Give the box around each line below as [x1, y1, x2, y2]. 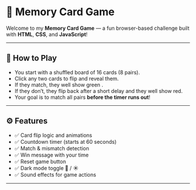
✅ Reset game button [14, 158, 66, 165]
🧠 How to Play [6, 53, 57, 63]
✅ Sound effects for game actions [14, 171, 96, 178]
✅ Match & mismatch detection [14, 144, 89, 151]
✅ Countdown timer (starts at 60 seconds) [14, 138, 117, 145]
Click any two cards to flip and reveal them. [14, 75, 119, 82]
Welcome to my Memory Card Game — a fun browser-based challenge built [6, 25, 190, 32]
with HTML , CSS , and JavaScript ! [6, 30, 88, 37]
